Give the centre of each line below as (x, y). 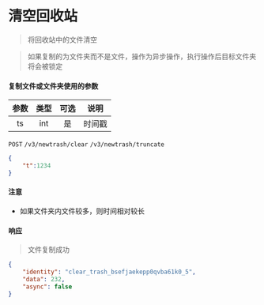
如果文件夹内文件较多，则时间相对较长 (82, 211)
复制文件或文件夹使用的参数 (53, 86)
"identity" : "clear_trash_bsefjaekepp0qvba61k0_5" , (109, 272)
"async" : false (47, 286)
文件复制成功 (48, 250)
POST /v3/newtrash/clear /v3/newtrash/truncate (86, 145)
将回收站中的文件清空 (62, 40)
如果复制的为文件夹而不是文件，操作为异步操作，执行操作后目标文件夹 (142, 56)
